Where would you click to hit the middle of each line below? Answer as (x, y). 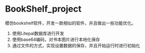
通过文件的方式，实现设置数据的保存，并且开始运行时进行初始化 (76, 45)
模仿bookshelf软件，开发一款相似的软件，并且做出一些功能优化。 (71, 23)
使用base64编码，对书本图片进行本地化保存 (56, 39)
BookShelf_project (43, 9)
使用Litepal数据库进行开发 (38, 33)
